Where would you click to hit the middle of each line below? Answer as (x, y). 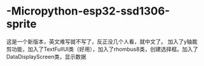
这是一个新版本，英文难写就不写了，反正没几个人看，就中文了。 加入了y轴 (99, 41)
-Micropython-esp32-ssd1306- (88, 11)
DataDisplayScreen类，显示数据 (46, 56)
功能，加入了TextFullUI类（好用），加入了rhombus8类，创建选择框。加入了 (105, 49)
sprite (22, 24)
